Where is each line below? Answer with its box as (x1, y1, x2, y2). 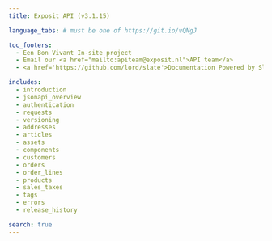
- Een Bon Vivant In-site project (15, 49, 132, 57)
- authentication (15, 100, 74, 109)
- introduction (15, 86, 67, 94)
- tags (15, 191, 38, 199)
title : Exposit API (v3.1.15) (8, 11, 111, 20)
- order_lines (15, 168, 63, 176)
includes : (8, 78, 42, 87)
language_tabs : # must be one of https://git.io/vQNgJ (8, 26, 198, 35)
